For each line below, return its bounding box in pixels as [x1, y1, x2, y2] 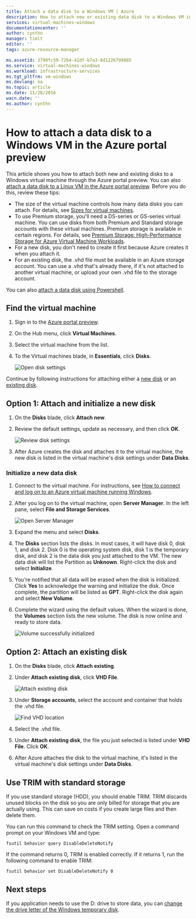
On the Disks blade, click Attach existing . [14, 663, 116, 670]
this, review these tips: [6, 188, 60, 196]
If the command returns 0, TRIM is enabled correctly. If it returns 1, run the [6, 851, 184, 858]
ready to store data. [14, 619, 62, 626]
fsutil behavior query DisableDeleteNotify [6, 841, 114, 846]
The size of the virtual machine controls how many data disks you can [14, 200, 183, 207]
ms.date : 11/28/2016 [6, 90, 57, 96]
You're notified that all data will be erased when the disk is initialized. [14, 576, 181, 583]
